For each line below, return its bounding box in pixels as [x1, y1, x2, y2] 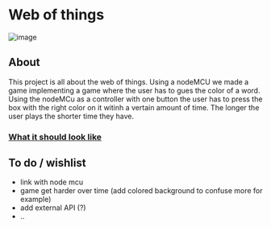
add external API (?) [19, 203, 86, 213]
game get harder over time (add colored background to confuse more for [19, 186, 263, 196]
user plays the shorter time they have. [8, 111, 135, 121]
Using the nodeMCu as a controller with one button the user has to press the [8, 94, 263, 104]
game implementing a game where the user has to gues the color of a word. [8, 85, 261, 95]
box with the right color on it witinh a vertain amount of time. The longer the [8, 102, 260, 112]
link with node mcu [19, 177, 83, 187]
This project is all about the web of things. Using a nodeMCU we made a [8, 76, 249, 86]
